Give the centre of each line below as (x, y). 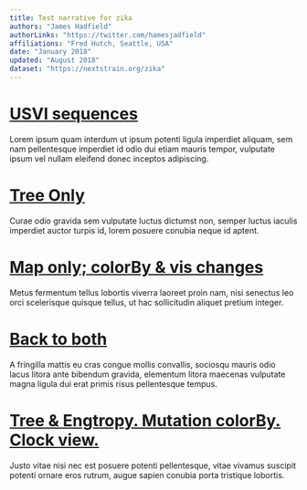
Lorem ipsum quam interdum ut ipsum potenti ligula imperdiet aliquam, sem (151, 139)
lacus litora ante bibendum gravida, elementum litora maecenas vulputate (148, 374)
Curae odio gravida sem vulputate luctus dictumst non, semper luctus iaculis (153, 221)
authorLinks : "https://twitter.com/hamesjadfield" (108, 35)
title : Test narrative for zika (71, 18)
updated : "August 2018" (55, 60)
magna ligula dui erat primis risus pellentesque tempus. (113, 383)
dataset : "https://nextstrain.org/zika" (88, 69)
